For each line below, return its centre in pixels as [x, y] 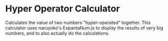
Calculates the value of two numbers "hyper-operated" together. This [78, 22]
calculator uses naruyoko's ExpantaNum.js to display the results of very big [84, 27]
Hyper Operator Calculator [63, 9]
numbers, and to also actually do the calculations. [57, 33]
